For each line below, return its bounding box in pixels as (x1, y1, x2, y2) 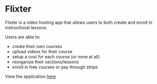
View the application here (5, 73, 56, 79)
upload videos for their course (12, 49, 73, 54)
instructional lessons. (5, 24, 47, 30)
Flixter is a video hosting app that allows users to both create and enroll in (5, 19, 153, 25)
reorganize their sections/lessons (12, 59, 79, 65)
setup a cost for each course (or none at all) (12, 53, 100, 59)
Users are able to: (5, 34, 41, 40)
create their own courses (12, 43, 62, 49)
